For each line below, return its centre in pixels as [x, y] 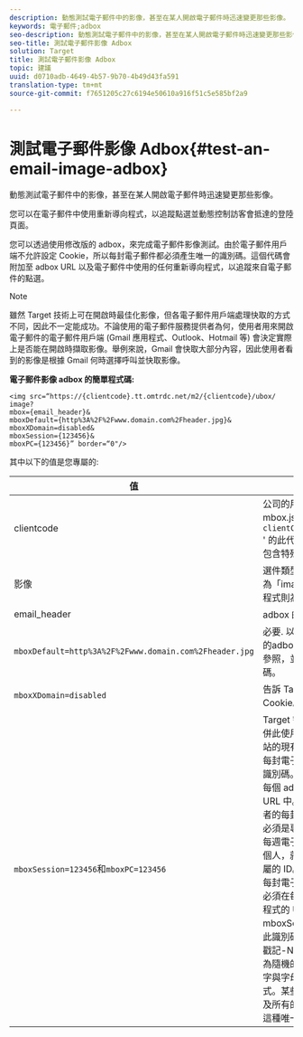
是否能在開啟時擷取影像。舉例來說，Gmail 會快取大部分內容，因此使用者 [151, 349]
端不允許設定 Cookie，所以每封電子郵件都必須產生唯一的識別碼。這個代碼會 [150, 256]
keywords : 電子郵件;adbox [55, 26]
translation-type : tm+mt [56, 85]
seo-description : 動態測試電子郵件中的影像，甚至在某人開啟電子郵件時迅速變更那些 [148, 34]
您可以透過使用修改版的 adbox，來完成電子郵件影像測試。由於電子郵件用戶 [148, 244]
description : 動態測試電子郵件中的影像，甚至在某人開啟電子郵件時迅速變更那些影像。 [150, 18]
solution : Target [42, 52]
